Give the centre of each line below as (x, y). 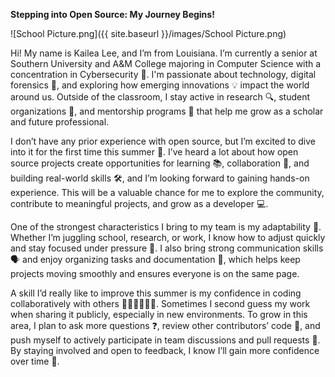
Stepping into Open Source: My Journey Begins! (112, 14)
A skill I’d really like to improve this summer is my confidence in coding (156, 293)
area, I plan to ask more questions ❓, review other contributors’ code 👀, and (165, 325)
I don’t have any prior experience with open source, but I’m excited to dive (163, 141)
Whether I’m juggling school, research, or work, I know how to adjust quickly (168, 237)
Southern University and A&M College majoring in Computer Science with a (166, 63)
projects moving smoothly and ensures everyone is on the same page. (155, 273)
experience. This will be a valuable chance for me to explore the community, (167, 192)
